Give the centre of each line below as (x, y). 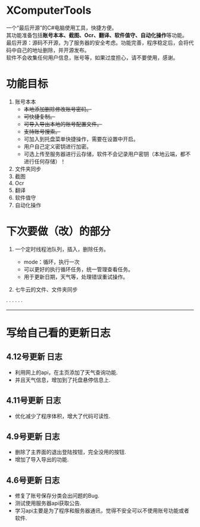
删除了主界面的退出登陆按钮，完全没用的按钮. (70, 452)
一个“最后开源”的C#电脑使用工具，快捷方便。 (62, 27)
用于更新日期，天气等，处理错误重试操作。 (76, 277)
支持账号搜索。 (42, 131)
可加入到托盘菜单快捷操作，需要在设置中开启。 (81, 139)
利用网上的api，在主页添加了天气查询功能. (66, 372)
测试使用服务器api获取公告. (48, 503)
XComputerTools (49, 10)
